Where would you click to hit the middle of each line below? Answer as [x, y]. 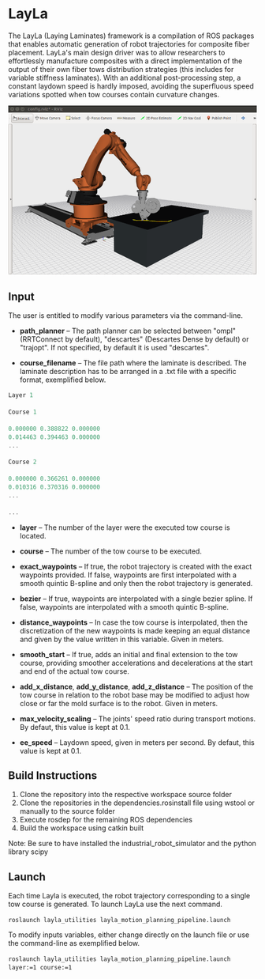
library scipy [28, 852]
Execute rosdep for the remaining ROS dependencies [106, 820]
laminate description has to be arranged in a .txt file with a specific [128, 372]
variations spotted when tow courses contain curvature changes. [114, 94]
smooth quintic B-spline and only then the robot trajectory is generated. [136, 583]
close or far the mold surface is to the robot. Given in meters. [119, 703]
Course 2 [22, 462]
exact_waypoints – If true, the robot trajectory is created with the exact [136, 566]
